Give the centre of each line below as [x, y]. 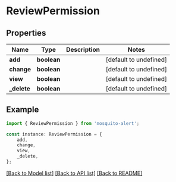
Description [83, 50]
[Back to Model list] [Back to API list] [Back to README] [74, 173]
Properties [26, 33]
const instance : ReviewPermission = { [54, 134]
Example [23, 110]
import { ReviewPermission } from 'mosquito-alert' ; [73, 123]
